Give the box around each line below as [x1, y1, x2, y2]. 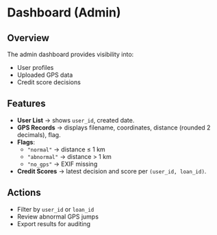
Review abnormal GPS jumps [16, 212, 99, 221]
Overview [7, 32, 50, 44]
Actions [7, 187, 41, 199]
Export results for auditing [16, 219, 91, 227]
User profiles [16, 64, 54, 71]
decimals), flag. [16, 130, 61, 138]
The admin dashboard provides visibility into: [7, 50, 134, 58]
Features [7, 98, 46, 110]
